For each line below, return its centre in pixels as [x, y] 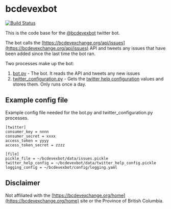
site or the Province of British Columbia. [122, 201]
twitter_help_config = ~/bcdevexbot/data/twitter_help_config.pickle [81, 163]
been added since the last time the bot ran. [51, 54]
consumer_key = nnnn [27, 132]
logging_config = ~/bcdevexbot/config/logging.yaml [61, 167]
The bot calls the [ [25, 43]
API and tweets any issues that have [128, 48]
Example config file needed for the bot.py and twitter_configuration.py [79, 112]
